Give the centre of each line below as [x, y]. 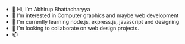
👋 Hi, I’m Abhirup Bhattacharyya [51, 9]
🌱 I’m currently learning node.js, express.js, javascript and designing [95, 22]
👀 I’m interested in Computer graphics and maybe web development [95, 15]
